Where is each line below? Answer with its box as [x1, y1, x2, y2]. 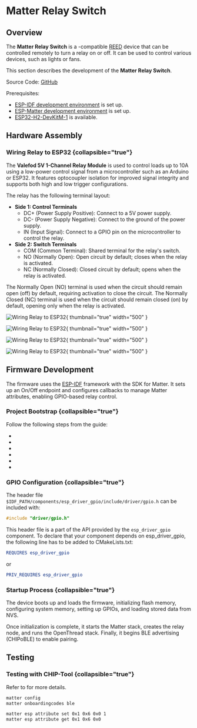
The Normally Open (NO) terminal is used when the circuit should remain [6, 283, 182, 290]
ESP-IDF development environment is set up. [14, 101, 123, 108]
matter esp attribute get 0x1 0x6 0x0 [6, 716, 101, 723]
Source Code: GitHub [6, 78, 58, 85]
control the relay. [23, 234, 65, 242]
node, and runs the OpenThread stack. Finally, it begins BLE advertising [6, 629, 179, 636]
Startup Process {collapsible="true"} [6, 586, 115, 594]
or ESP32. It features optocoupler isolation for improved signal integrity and [6, 174, 189, 181]
